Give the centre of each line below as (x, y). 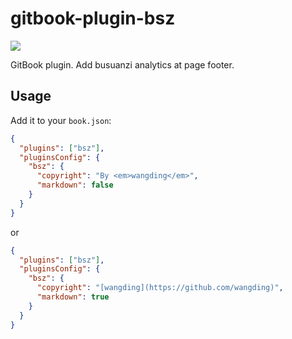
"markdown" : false (75, 185)
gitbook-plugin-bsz (93, 18)
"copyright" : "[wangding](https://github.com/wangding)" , (160, 288)
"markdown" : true (73, 297)
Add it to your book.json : (61, 120)
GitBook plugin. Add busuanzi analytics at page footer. (122, 64)
